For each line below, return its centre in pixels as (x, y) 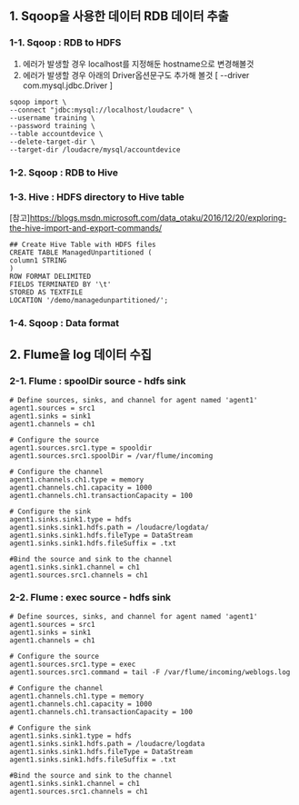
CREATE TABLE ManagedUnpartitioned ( (81, 253)
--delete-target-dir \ (52, 142)
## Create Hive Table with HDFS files (83, 244)
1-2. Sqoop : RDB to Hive (64, 173)
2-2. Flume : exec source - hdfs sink (90, 598)
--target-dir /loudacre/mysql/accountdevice (95, 149)
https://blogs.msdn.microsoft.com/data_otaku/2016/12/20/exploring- (158, 217)
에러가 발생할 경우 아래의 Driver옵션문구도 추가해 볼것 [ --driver (136, 75)
